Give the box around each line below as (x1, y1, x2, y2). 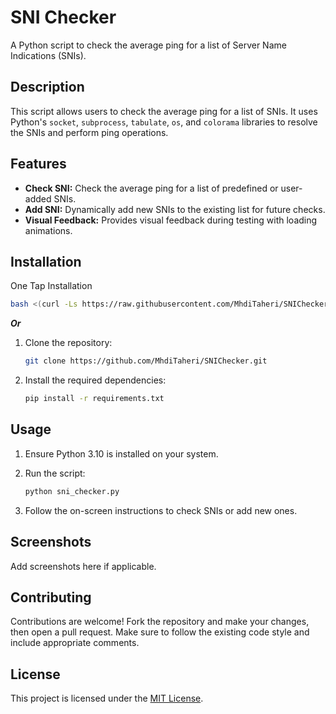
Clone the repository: (24, 337, 113, 349)
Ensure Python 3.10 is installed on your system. (24, 447, 219, 460)
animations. (24, 224, 73, 236)
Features (10, 156, 67, 173)
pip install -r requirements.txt (24, 394, 165, 404)
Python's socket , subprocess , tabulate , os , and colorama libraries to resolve (10, 116, 318, 128)
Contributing (10, 589, 92, 606)
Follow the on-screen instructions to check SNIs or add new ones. (24, 504, 298, 516)
